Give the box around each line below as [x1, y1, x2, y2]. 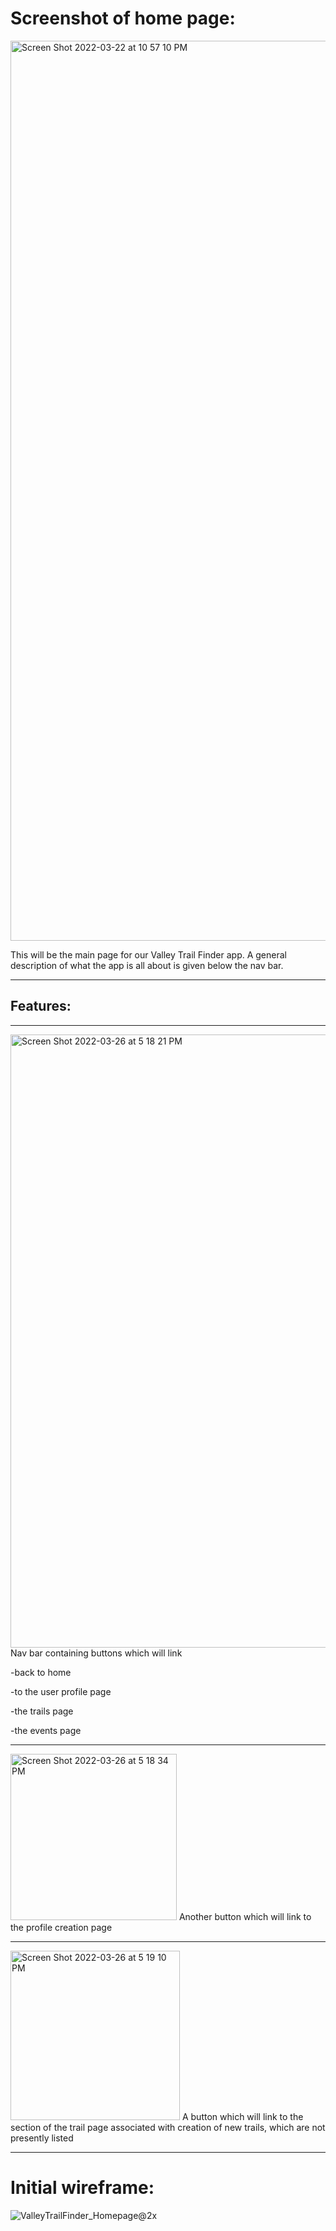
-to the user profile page [10, 1685, 112, 1697]
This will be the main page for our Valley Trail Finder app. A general [10, 948, 287, 961]
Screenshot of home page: [10, 7, 236, 30]
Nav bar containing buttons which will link [10, 1647, 183, 1659]
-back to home [10, 1666, 72, 1678]
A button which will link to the [181, 2110, 304, 2122]
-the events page [10, 1724, 82, 1736]
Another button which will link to [178, 1910, 312, 1922]
